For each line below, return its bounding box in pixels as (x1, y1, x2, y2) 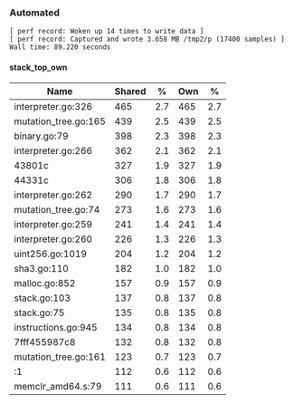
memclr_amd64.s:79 (14, 380, 102, 392)
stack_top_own (9, 62, 68, 72)
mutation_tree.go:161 (14, 351, 106, 363)
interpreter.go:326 (14, 100, 93, 112)
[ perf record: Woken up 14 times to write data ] (9, 27, 204, 36)
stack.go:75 (14, 306, 65, 319)
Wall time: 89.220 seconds (9, 43, 111, 52)
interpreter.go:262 (14, 188, 93, 201)
